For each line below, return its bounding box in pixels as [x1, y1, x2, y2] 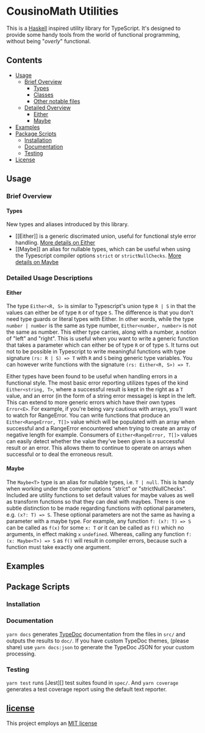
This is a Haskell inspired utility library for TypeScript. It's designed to [6, 24, 181, 32]
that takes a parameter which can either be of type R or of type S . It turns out [6, 341, 199, 349]
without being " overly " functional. [6, 37, 92, 45]
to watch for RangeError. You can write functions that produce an [6, 411, 170, 419]
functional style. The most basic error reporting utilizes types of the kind [6, 379, 189, 386]
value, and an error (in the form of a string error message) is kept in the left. [6, 392, 196, 400]
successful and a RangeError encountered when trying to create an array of [6, 425, 197, 432]
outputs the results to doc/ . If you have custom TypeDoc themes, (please [6, 637, 189, 644]
